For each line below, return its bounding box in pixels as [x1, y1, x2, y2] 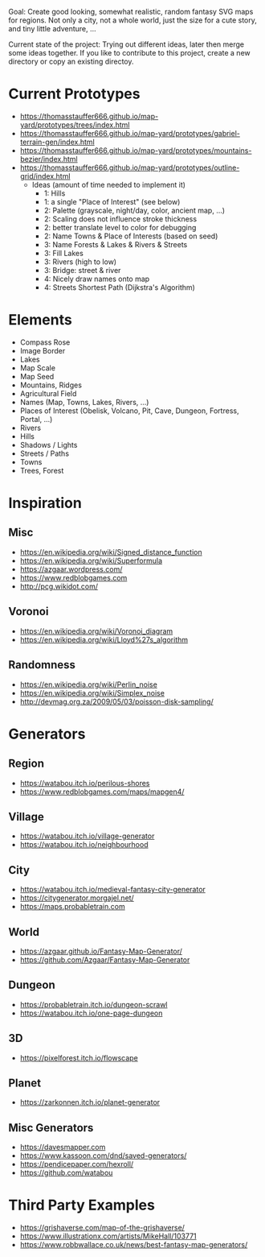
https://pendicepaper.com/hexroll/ [19, 1160, 134, 1169]
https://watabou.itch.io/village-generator [19, 831, 155, 841]
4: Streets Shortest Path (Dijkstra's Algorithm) [43, 282, 195, 292]
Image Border [19, 345, 66, 355]
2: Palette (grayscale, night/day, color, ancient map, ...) [43, 205, 226, 215]
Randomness [8, 658, 76, 672]
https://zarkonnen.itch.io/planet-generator [19, 1098, 161, 1107]
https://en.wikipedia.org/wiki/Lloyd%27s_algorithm [19, 635, 189, 644]
